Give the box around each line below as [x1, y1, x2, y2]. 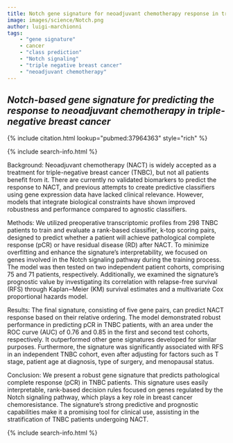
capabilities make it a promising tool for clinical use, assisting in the [7, 408, 200, 417]
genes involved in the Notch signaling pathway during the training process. [7, 256, 222, 264]
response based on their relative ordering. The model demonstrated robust [7, 313, 221, 321]
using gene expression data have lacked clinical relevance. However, [7, 190, 204, 199]
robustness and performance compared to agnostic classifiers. [7, 206, 187, 214]
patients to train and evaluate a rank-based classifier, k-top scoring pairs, [7, 226, 216, 235]
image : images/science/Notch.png [7, 17, 104, 24]
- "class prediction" [19, 49, 82, 56]
